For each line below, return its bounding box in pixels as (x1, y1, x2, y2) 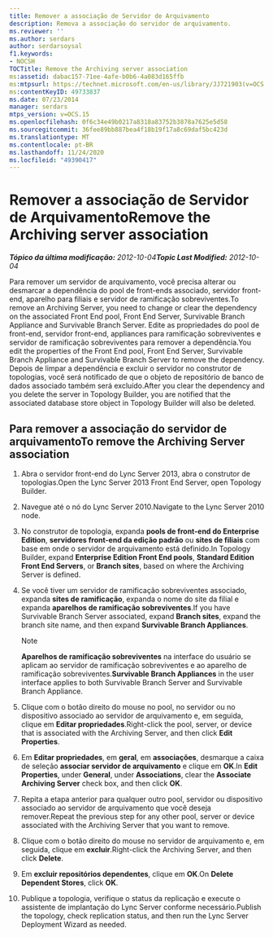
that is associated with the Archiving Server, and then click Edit (20, 728, 233, 737)
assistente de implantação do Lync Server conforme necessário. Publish (20, 902, 262, 912)
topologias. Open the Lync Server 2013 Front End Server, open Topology (20, 477, 262, 487)
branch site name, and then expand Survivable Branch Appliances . (20, 620, 249, 630)
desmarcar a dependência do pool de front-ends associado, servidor (9, 286, 240, 296)
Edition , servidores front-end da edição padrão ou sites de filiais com (20, 535, 260, 544)
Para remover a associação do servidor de (9, 421, 227, 436)
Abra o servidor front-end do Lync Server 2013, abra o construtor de (20, 469, 251, 478)
